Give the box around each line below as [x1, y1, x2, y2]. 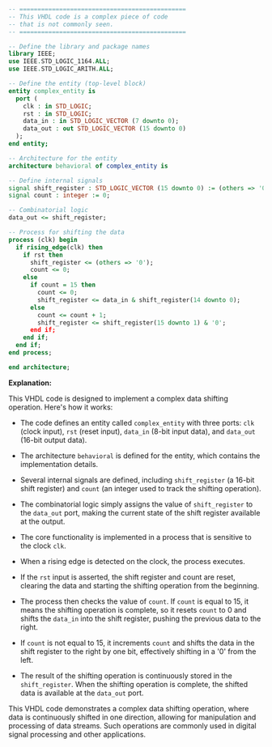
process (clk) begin [8, 236, 79, 244]
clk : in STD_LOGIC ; [23, 102, 92, 110]
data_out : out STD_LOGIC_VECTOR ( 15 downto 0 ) [23, 125, 186, 133]
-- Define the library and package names [8, 42, 151, 50]
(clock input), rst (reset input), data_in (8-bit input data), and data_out [19, 427, 257, 436]
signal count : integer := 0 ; [8, 192, 111, 200]
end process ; [8, 349, 53, 357]
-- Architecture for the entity [8, 154, 117, 163]
